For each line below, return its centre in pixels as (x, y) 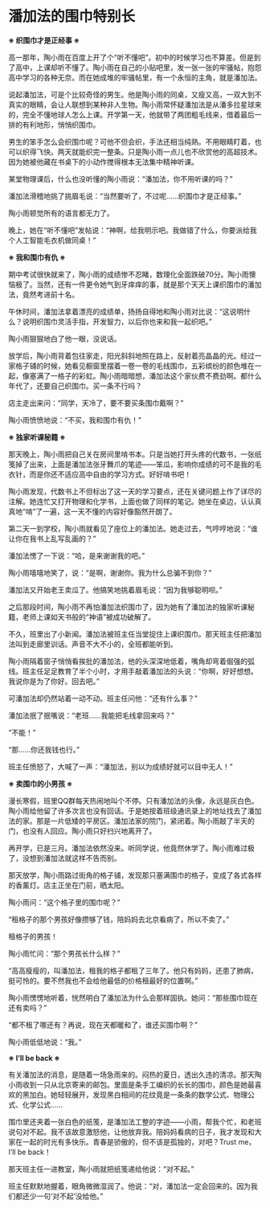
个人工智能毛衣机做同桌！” (52, 240)
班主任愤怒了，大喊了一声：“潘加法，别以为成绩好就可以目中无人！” (121, 766)
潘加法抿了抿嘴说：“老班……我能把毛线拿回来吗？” (92, 715)
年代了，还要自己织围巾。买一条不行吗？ (75, 386)
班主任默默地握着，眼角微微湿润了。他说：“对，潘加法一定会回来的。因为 (130, 1185)
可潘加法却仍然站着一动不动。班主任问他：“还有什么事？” (103, 698)
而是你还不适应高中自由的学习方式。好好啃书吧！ (110, 474)
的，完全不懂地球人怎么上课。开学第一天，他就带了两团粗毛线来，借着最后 (131, 114)
